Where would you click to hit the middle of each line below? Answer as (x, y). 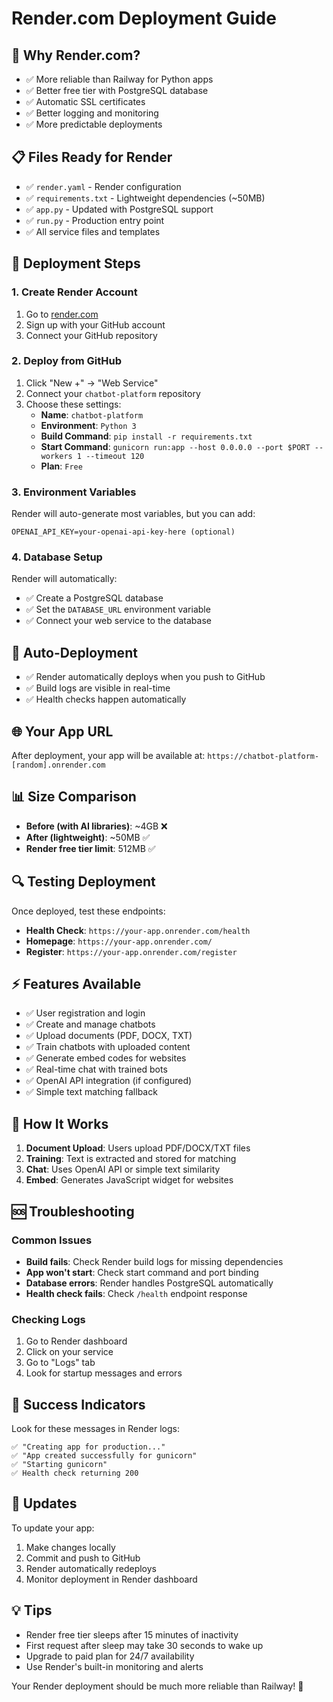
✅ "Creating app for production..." (88, 1447)
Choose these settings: (73, 404)
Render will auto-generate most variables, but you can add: (133, 514)
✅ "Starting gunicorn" (59, 1465)
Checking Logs (48, 1319)
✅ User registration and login (85, 1013)
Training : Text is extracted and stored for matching (131, 1159)
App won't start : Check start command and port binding (142, 1272)
